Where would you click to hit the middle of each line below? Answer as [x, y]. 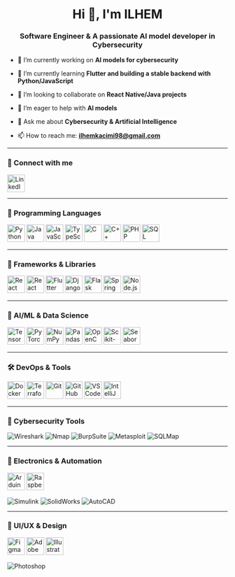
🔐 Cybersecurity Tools [46, 421]
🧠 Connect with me [40, 163]
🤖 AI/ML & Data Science [48, 315]
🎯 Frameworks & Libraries [52, 264]
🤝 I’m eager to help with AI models [67, 108]
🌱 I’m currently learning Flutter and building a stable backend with [114, 73]
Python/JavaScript [45, 81]
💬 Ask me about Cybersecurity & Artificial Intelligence [97, 122]
